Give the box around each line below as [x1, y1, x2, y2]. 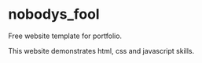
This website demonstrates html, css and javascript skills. [8, 46, 195, 55]
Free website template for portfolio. [8, 31, 123, 40]
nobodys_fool [8, 5, 100, 23]
